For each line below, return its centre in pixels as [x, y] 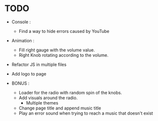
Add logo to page [29, 74]
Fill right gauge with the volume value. [57, 50]
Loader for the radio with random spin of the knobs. [70, 92]
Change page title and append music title [60, 108]
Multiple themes [42, 103]
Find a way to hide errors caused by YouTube [64, 31]
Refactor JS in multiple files [39, 64]
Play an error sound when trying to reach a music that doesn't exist [86, 113]
